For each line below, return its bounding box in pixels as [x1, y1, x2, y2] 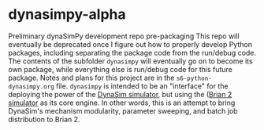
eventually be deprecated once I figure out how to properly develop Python [8, 39, 252, 49]
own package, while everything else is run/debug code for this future [8, 64, 232, 74]
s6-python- [176, 74, 212, 82]
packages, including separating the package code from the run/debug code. [8, 48, 257, 57]
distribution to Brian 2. [8, 114, 80, 124]
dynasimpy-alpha [8, 5, 126, 23]
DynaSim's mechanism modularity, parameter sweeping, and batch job [8, 106, 238, 115]
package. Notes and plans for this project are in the [8, 73, 175, 82]
